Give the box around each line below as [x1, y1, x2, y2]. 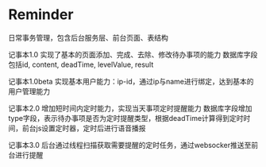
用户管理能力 [8, 86, 50, 96]
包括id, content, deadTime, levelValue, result [8, 60, 154, 69]
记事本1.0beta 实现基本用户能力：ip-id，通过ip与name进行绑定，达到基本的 [8, 76, 254, 86]
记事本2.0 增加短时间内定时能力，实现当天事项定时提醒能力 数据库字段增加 [8, 103, 253, 113]
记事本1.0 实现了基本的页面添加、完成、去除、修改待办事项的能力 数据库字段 [8, 49, 258, 59]
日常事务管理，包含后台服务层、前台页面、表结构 [8, 33, 168, 42]
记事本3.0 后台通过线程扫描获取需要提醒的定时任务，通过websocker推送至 [8, 140, 252, 150]
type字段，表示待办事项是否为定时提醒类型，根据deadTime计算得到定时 [8, 113, 244, 122]
